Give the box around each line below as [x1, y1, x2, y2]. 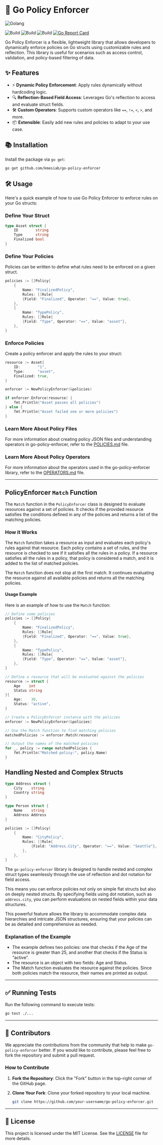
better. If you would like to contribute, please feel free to [38, 1047, 151, 1053]
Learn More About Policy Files [5, 425, 78, 432]
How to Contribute [5, 1064, 49, 1071]
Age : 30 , [14, 697, 38, 702]
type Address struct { [5, 781, 51, 786]
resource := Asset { [5, 360, 45, 365]
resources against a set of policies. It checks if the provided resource [5, 506, 144, 512]
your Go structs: [5, 200, 37, 206]
